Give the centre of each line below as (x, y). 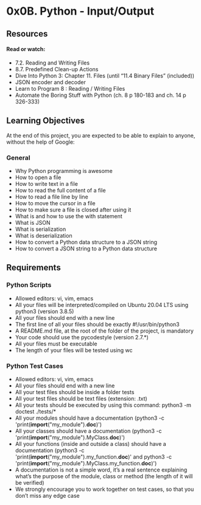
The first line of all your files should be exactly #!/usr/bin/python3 (97, 324)
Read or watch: (26, 49)
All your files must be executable (56, 344)
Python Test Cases (35, 366)
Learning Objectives (46, 121)
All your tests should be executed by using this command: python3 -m (103, 405)
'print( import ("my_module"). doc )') (58, 424)
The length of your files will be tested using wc (74, 350)
